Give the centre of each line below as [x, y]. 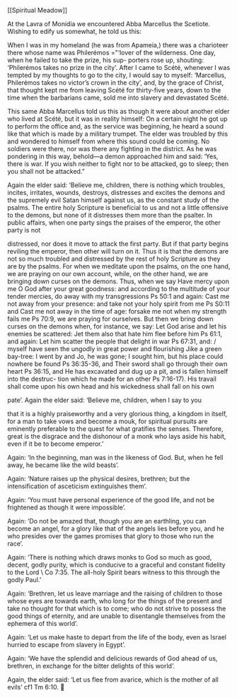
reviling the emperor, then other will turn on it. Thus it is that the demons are [118, 251]
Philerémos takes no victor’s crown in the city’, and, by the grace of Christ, [116, 83]
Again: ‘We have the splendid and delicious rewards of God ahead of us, [112, 658]
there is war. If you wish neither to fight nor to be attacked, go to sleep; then [118, 164]
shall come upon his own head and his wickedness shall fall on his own [111, 386]
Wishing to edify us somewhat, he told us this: [75, 31]
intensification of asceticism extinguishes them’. [77, 486]
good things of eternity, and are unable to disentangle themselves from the [116, 616]
